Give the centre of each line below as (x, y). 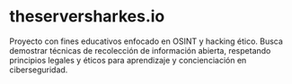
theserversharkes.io (87, 17)
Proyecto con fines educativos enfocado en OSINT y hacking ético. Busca (146, 41)
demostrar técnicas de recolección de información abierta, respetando (140, 50)
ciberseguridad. (39, 70)
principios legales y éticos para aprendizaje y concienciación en (128, 60)
